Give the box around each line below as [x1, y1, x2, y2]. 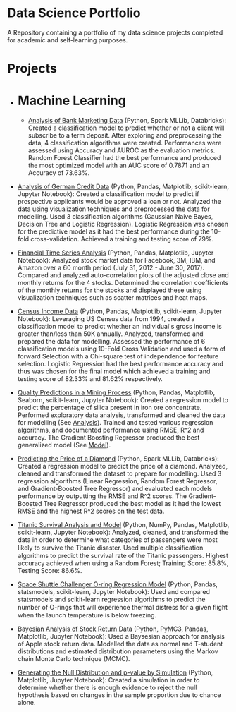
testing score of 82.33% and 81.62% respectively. [17, 375, 163, 383]
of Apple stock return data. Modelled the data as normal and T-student [17, 640, 223, 648]
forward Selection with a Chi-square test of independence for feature [17, 352, 219, 361]
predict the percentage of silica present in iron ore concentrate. [17, 404, 202, 412]
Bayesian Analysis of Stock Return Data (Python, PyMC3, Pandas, [17, 624, 209, 633]
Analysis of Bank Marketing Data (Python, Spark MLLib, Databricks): [27, 116, 227, 125]
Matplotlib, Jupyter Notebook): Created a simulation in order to [17, 676, 200, 684]
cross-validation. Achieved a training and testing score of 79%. [30, 235, 213, 243]
